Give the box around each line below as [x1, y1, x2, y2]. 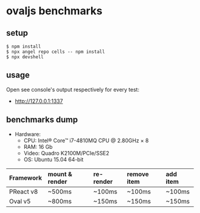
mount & [47, 170, 73, 178]
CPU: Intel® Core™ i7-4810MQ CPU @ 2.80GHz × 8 [23, 137, 149, 144]
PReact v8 [9, 187, 38, 196]
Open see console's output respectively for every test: [6, 86, 140, 93]
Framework [9, 174, 42, 182]
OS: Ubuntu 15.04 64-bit [23, 156, 84, 163]
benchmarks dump [6, 115, 79, 125]
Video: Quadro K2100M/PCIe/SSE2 [23, 149, 110, 156]
